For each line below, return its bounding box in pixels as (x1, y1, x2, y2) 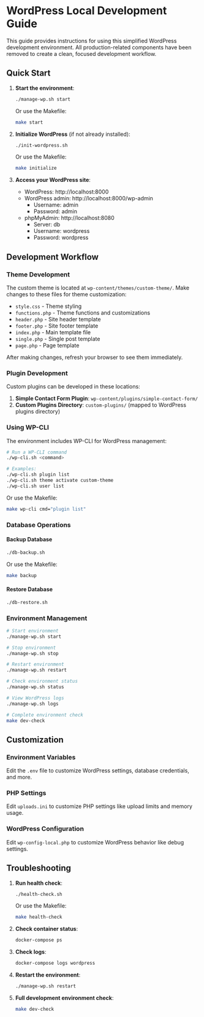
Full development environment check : (15, 994, 114, 1002)
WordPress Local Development (6, 4, 167, 18)
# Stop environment (6, 645, 56, 651)
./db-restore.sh (6, 599, 48, 605)
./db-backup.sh (6, 549, 45, 556)
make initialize (15, 165, 57, 171)
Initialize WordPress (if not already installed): (15, 130, 130, 138)
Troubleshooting (6, 863, 72, 873)
